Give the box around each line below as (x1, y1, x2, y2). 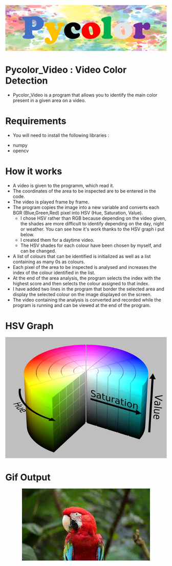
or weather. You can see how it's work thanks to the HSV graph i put (20, 226, 165, 232)
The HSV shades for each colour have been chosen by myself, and (20, 242, 162, 248)
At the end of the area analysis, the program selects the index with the (12, 275, 161, 281)
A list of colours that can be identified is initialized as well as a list (12, 253, 151, 259)
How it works (5, 165, 62, 177)
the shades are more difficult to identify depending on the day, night (20, 220, 164, 226)
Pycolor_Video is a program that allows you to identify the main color (12, 92, 158, 98)
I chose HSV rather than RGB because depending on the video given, (20, 215, 166, 221)
